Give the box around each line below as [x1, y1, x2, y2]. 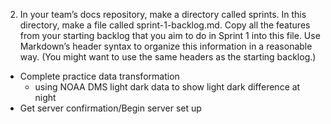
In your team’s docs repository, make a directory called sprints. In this [19, 9, 307, 20]
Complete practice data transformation [19, 70, 180, 82]
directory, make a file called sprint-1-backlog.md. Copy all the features [19, 19, 311, 31]
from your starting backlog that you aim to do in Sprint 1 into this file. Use [19, 30, 321, 41]
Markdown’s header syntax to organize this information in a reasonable [19, 40, 313, 52]
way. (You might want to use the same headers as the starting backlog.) [19, 51, 317, 63]
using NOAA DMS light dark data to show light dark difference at [34, 81, 301, 93]
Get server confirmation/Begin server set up [19, 102, 202, 114]
